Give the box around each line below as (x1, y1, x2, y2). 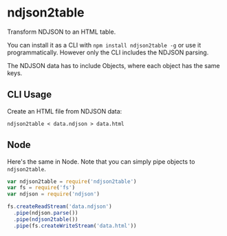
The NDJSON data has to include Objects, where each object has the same (7, 61, 220, 69)
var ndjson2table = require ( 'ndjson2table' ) (7, 178, 137, 185)
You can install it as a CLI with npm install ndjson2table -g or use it (7, 41, 202, 49)
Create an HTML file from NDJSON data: (7, 107, 122, 115)
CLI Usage (7, 89, 52, 100)
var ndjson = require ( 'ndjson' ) (7, 191, 100, 197)
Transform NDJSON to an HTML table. (7, 28, 116, 36)
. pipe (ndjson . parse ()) (13, 210, 78, 217)
